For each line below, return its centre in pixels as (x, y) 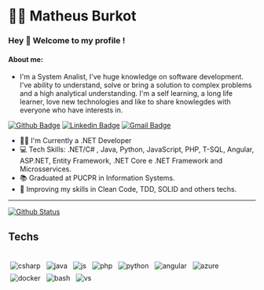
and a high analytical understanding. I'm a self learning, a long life (126, 94)
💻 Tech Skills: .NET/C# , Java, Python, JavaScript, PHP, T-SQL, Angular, (137, 149)
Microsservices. (46, 169)
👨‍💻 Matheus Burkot (72, 16)
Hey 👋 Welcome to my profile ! (67, 41)
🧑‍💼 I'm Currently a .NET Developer (75, 141)
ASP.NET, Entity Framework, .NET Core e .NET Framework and (121, 161)
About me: (26, 59)
